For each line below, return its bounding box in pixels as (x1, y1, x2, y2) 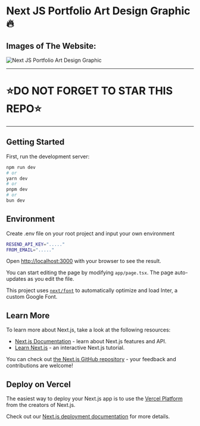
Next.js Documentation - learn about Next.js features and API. (14, 338, 167, 345)
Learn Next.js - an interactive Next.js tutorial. (14, 344, 125, 352)
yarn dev (6, 176, 28, 181)
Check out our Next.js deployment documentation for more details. (6, 413, 170, 420)
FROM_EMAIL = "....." (6, 247, 55, 253)
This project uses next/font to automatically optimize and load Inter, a (6, 287, 178, 294)
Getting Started (6, 137, 65, 147)
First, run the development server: (6, 153, 90, 160)
